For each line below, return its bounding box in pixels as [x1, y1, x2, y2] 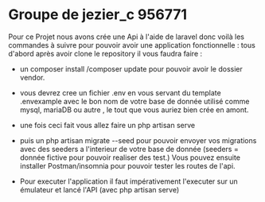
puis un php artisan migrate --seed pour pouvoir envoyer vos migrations [19, 135, 257, 145]
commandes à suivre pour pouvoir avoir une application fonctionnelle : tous [8, 40, 256, 49]
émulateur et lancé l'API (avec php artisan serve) [19, 185, 180, 194]
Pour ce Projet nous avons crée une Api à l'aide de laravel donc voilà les [8, 32, 245, 41]
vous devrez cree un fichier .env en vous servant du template [19, 87, 221, 97]
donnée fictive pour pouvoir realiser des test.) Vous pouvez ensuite [19, 153, 241, 162]
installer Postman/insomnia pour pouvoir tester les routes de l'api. [19, 161, 236, 170]
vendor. [19, 72, 45, 82]
